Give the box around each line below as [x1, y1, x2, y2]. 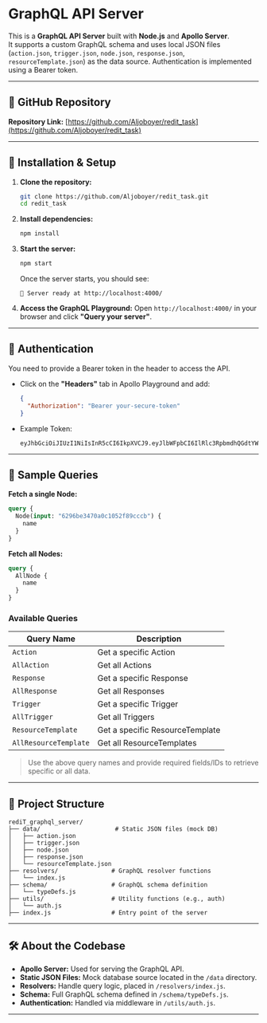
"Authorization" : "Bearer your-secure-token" [27, 402, 180, 410]
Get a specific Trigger [97, 698, 179, 710]
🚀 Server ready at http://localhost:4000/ [19, 289, 163, 297]
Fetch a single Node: [8, 490, 78, 499]
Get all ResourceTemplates [97, 738, 197, 749]
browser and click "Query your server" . [19, 312, 153, 321]
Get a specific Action [97, 647, 176, 658]
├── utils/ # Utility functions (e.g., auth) [8, 895, 226, 903]
